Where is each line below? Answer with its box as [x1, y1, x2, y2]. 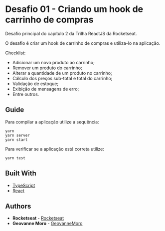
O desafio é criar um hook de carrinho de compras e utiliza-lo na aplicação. [5, 40, 161, 46]
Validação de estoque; [12, 81, 59, 87]
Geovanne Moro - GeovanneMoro [12, 221, 83, 227]
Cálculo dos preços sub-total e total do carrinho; [12, 75, 113, 81]
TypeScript [12, 182, 35, 188]
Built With [5, 169, 36, 178]
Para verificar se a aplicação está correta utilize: [5, 146, 105, 152]
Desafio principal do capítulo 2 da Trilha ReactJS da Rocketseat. [5, 30, 137, 36]
